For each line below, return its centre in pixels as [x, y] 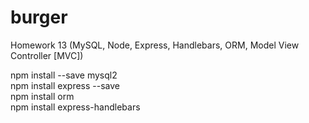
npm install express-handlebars [75, 107]
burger [39, 17]
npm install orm [42, 96]
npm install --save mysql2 [64, 75]
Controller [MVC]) [47, 55]
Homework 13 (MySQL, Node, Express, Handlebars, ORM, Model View [155, 45]
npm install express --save [65, 85]
